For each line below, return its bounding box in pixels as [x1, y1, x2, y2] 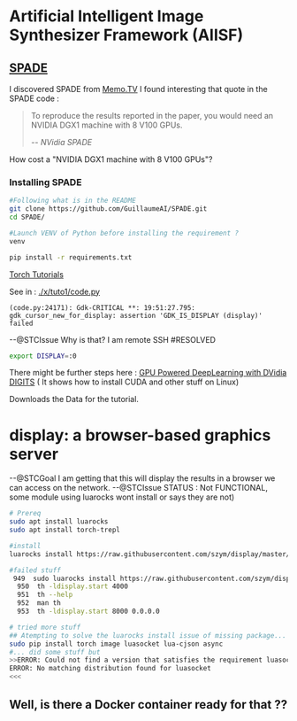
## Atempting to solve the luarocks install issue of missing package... [9, 631, 287, 640]
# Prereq [9, 509, 42, 518]
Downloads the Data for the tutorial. [9, 394, 140, 405]
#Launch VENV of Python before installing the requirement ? [9, 229, 240, 237]
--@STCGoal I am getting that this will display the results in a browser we [9, 473, 276, 484]
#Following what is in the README [9, 197, 137, 205]
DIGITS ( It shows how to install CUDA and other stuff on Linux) [9, 376, 240, 387]
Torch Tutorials [9, 268, 65, 280]
